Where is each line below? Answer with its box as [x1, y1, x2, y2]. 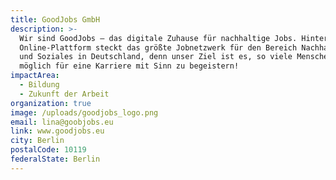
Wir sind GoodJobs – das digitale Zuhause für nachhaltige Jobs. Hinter [19, 33, 329, 43]
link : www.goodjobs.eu [10, 126, 105, 136]
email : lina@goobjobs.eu [10, 117, 114, 127]
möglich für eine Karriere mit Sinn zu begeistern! [19, 61, 240, 71]
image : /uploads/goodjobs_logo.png [10, 107, 159, 118]
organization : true [10, 98, 92, 108]
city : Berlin [10, 136, 65, 146]
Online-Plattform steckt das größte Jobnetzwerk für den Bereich [19, 42, 298, 53]
